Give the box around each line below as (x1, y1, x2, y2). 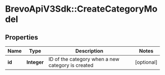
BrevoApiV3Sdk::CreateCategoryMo (5, 3, 158, 15)
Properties (5, 33, 38, 41)
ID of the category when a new (48, 56, 119, 62)
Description (75, 48, 104, 54)
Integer (26, 59, 44, 65)
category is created (48, 62, 94, 69)
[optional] (135, 59, 158, 65)
